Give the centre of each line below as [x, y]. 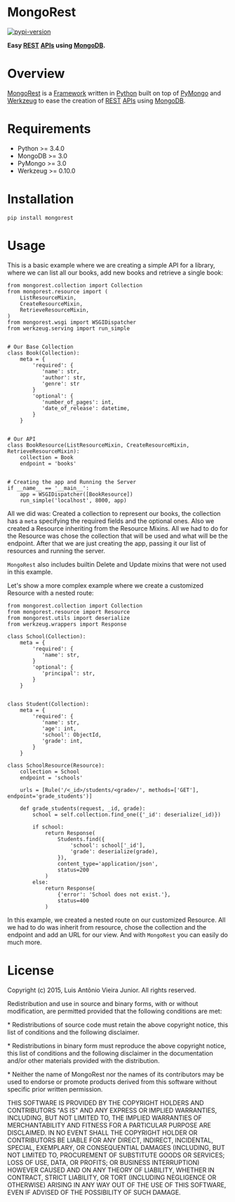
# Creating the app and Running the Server [72, 482]
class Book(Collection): [43, 353]
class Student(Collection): [48, 704]
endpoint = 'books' [48, 463]
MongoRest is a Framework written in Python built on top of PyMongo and [114, 93]
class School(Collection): [47, 636]
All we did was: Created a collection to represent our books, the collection [114, 513]
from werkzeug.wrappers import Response [67, 624]
